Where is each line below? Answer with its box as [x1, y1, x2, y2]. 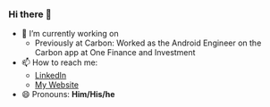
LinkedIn [34, 70, 67, 81]
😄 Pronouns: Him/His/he [21, 89, 115, 100]
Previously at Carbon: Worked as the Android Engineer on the [34, 37, 262, 48]
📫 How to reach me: [21, 57, 98, 68]
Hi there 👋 [8, 8, 53, 21]
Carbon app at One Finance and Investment [34, 47, 196, 58]
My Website [34, 79, 80, 90]
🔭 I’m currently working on [21, 29, 119, 39]
